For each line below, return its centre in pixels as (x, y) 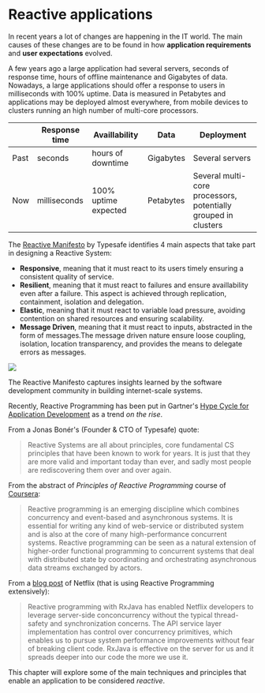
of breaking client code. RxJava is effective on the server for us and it (140, 648)
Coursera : (24, 493)
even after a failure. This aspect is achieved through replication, (123, 293)
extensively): (29, 591)
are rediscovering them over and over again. (99, 470)
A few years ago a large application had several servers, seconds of (119, 68)
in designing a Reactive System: (60, 253)
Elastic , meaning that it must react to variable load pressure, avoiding (132, 310)
